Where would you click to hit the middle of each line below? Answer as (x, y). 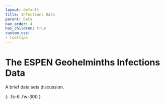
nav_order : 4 (19, 24)
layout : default (22, 10)
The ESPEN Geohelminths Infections (83, 62)
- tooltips (17, 38)
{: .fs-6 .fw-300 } (23, 96)
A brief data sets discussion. (35, 87)
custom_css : (18, 33)
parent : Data (19, 19)
